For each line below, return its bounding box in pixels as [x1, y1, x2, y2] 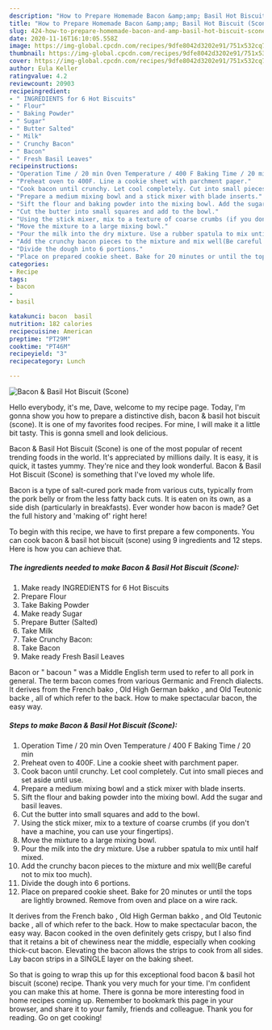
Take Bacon [20, 642, 61, 652]
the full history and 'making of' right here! [9, 511, 148, 520]
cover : [9, 57, 31, 66]
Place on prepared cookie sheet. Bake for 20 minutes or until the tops [20, 887, 253, 896]
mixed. [20, 852, 44, 862]
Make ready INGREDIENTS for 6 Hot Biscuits [20, 583, 169, 592]
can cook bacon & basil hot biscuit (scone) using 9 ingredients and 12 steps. [9, 536, 263, 545]
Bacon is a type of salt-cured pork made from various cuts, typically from [9, 485, 253, 494]
